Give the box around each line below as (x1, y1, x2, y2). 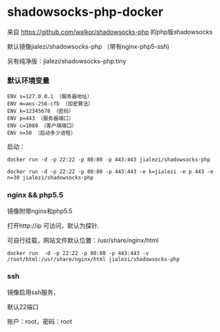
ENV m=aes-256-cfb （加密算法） (7, 100, 94, 107)
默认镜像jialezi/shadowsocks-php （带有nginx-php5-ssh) (7, 42, 170, 50)
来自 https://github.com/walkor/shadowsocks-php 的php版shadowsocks (7, 27, 213, 36)
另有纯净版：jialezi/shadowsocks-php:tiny (7, 56, 126, 65)
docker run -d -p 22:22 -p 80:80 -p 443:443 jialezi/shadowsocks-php (7, 156, 211, 164)
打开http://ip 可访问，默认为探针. (7, 221, 100, 230)
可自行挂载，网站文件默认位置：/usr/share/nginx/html (7, 236, 159, 244)
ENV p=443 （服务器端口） (7, 115, 74, 122)
